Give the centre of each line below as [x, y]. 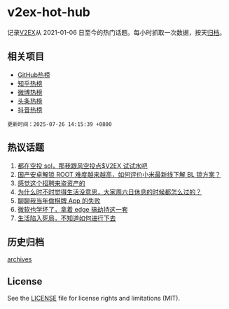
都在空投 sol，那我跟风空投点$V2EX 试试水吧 [82, 166]
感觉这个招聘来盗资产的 [51, 183]
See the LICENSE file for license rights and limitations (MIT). [94, 299]
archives [20, 259]
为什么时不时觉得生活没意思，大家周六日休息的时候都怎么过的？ [109, 192]
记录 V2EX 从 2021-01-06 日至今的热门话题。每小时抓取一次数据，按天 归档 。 [117, 32]
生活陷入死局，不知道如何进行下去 [67, 218]
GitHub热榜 [34, 75]
